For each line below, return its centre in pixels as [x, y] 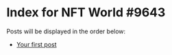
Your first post [36, 44]
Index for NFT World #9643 [86, 13]
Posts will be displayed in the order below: [66, 31]
